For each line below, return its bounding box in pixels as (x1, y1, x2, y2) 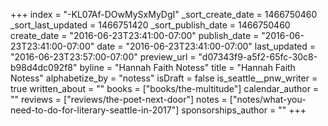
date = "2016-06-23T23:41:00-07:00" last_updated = (96, 40, 317, 52)
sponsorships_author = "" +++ (181, 104, 307, 116)
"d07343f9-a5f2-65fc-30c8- (198, 51, 318, 63)
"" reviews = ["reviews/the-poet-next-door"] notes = (10, 94, 228, 105)
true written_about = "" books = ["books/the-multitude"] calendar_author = (10, 83, 320, 94)
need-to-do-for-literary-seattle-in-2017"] (10, 104, 180, 116)
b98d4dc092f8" (10, 62, 78, 73)
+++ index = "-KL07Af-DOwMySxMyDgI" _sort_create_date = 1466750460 (10, 9, 318, 20)
